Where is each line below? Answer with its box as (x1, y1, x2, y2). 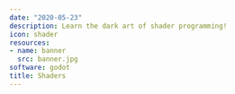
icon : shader (9, 30, 59, 38)
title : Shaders (9, 72, 67, 81)
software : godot (9, 64, 70, 73)
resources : (9, 38, 50, 47)
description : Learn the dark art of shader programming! (9, 21, 228, 30)
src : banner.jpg (17, 55, 78, 64)
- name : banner (9, 47, 67, 56)
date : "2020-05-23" (9, 13, 83, 22)
